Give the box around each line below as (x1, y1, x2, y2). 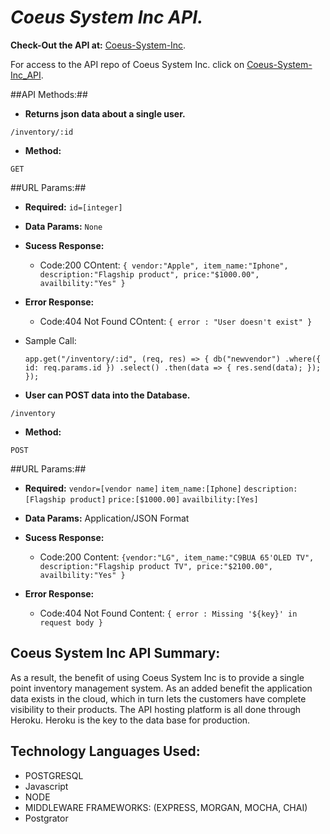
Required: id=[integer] (24, 201, 123, 213)
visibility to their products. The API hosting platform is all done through (10, 703, 302, 715)
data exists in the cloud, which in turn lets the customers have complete (10, 692, 307, 705)
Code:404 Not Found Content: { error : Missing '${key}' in (39, 607, 298, 619)
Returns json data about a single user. (24, 107, 186, 120)
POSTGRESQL (24, 769, 84, 781)
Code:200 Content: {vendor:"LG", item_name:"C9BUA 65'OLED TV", (39, 551, 315, 563)
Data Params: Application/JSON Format (24, 512, 190, 524)
